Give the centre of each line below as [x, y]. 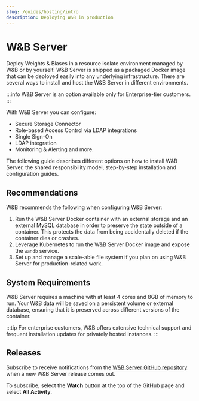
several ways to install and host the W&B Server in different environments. [97, 83]
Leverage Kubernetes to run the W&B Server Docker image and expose [102, 244]
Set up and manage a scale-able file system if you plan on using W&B [100, 257]
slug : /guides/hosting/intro [42, 12]
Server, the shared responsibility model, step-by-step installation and [91, 167]
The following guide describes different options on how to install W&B [92, 161]
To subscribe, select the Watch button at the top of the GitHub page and [95, 385]
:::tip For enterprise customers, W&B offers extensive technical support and [99, 328]
